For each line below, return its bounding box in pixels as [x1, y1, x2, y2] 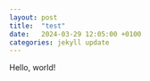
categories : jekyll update [9, 37, 110, 47]
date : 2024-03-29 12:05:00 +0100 [9, 29, 142, 38]
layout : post [9, 12, 58, 22]
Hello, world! [9, 62, 56, 73]
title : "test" [9, 21, 66, 30]
